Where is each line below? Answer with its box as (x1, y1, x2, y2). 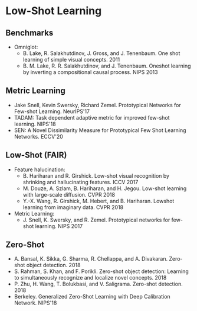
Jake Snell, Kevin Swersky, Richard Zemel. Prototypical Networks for (14, 101, 181, 108)
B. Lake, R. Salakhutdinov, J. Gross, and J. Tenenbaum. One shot (22, 50, 180, 57)
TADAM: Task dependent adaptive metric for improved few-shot (14, 114, 170, 121)
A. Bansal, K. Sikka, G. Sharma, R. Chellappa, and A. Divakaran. (14, 255, 168, 262)
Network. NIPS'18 (14, 299, 57, 306)
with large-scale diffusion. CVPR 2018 (22, 191, 116, 198)
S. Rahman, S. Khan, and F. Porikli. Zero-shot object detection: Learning (14, 268, 189, 275)
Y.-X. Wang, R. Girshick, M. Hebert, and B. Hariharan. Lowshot (22, 197, 175, 204)
